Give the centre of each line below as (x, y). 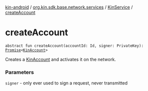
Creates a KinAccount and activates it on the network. (61, 59)
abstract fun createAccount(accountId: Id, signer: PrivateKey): (74, 46)
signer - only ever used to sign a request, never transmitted (67, 83)
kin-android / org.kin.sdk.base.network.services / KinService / (69, 7)
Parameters (19, 72)
